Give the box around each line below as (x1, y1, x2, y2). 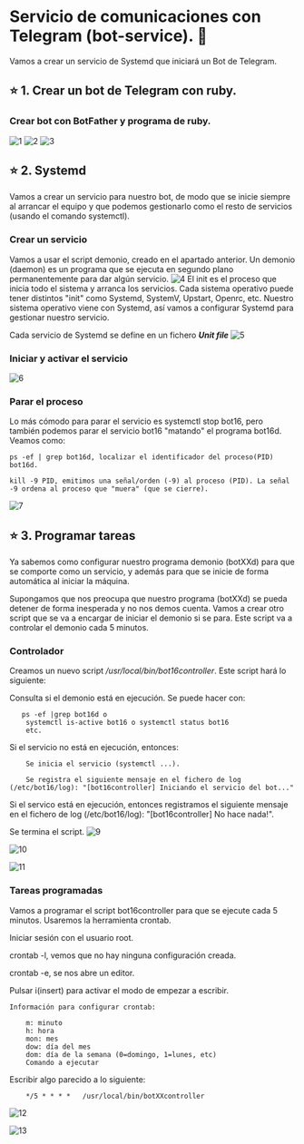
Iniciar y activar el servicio (9, 352, 129, 365)
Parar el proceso (9, 395, 83, 407)
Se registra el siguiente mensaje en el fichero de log (25, 776, 242, 785)
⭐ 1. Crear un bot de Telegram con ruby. (9, 83, 238, 99)
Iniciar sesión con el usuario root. (9, 932, 134, 943)
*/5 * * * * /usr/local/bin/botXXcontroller (25, 1091, 205, 1100)
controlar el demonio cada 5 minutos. (9, 622, 150, 633)
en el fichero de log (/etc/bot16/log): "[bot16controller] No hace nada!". (9, 809, 275, 820)
